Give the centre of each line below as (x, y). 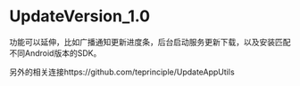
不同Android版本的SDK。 (55, 53)
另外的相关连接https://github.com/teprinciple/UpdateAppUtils (122, 72)
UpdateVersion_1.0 (79, 16)
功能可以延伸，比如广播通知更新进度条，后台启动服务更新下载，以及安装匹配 (150, 42)
